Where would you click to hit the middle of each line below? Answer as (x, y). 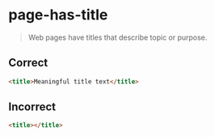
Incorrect (32, 107)
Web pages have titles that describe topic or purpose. (118, 37)
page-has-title (58, 15)
